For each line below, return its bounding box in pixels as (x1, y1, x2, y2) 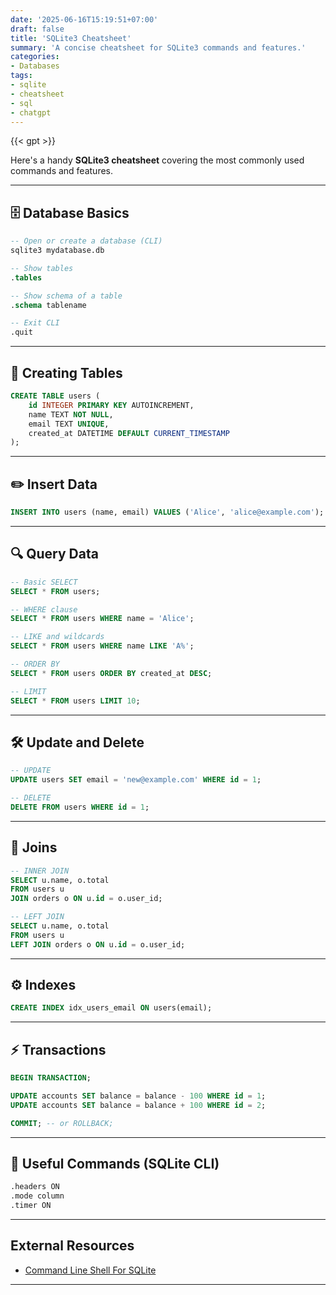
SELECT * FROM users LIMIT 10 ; (10, 696, 141, 706)
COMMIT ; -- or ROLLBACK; (10, 1118, 114, 1128)
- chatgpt (10, 107, 52, 118)
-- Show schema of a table (10, 291, 123, 301)
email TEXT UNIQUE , (28, 419, 110, 429)
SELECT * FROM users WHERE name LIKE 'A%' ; (10, 641, 195, 651)
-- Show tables (10, 263, 74, 273)
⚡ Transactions (10, 1041, 107, 1058)
